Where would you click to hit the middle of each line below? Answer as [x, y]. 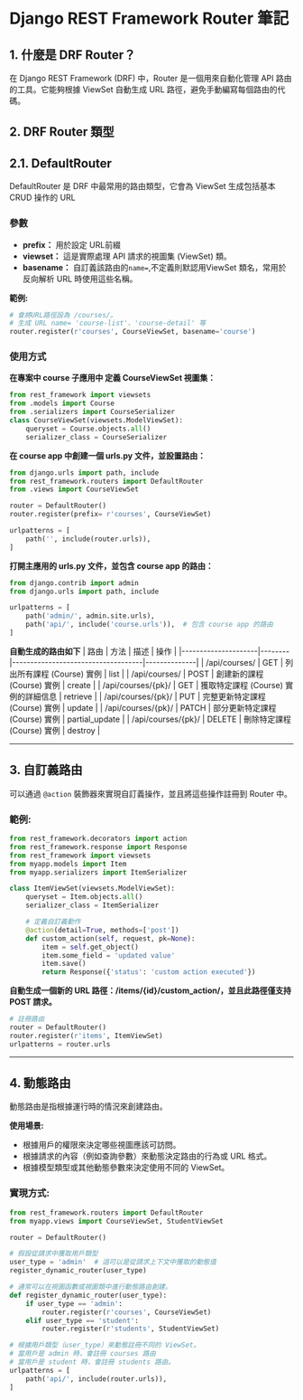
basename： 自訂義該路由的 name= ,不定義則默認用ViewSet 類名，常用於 [154, 267]
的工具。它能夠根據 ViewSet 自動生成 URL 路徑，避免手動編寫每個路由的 [143, 90]
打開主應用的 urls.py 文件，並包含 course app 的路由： [111, 565]
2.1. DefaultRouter [61, 163]
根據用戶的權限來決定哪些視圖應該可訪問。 [101, 1145]
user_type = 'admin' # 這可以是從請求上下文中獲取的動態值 [113, 1263]
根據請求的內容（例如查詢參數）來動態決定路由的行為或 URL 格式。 [147, 1156]
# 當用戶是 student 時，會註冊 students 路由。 [92, 1362]
